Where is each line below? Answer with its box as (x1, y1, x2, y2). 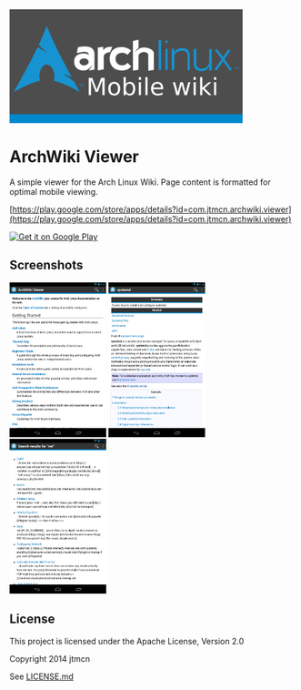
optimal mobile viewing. (9, 186, 98, 197)
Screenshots (9, 258, 84, 273)
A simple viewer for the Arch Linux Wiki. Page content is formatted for (9, 177, 271, 188)
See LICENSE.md (9, 671, 75, 682)
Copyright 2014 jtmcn (9, 653, 91, 664)
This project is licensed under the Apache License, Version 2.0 (9, 635, 245, 646)
